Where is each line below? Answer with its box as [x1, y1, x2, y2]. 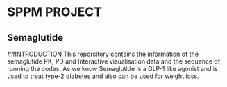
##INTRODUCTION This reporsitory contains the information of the [7, 50, 199, 58]
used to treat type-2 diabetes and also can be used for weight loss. [7, 72, 199, 80]
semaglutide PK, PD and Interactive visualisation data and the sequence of [7, 57, 221, 66]
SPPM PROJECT [7, 4, 103, 20]
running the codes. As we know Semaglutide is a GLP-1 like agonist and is [7, 65, 219, 72]
